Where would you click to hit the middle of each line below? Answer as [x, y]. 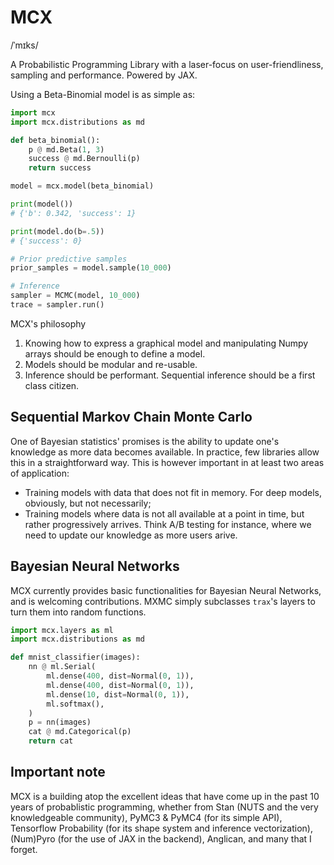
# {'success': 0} [46, 241]
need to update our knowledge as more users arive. [131, 535]
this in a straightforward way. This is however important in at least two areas [167, 462]
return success [60, 168]
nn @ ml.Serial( [62, 667]
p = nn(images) [60, 722]
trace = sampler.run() [57, 305]
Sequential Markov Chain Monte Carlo [131, 417]
